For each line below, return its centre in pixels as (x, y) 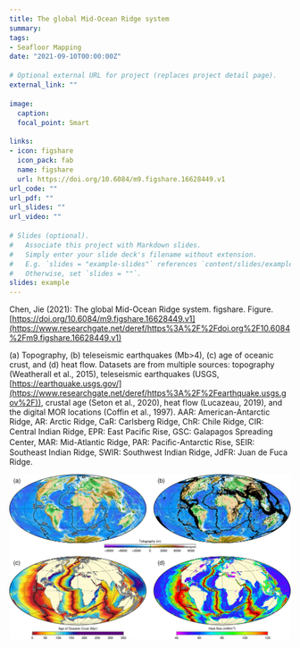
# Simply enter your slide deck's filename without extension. (133, 255)
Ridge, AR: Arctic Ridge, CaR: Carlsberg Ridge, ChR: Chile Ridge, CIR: (137, 422)
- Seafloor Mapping (46, 47)
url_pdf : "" (31, 198)
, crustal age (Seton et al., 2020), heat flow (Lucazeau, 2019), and (162, 403)
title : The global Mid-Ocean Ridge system (89, 19)
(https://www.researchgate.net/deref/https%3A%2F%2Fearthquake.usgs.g (148, 393)
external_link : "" (43, 85)
